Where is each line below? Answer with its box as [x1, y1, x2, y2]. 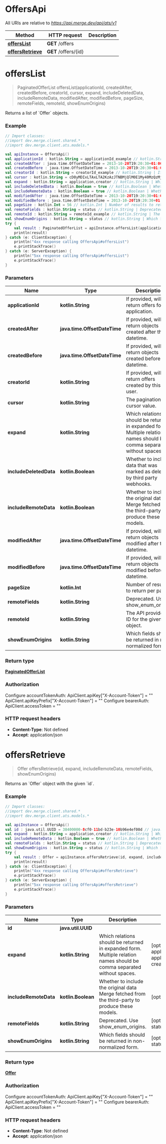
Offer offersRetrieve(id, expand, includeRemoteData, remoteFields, [17, 766, 153, 772]
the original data [99, 984, 137, 991]
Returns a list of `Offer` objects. [5, 110, 69, 116]
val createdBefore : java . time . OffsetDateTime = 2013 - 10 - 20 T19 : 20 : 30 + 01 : [5, 165, 161, 171]
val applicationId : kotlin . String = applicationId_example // [5, 156, 138, 161]
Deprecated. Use [99, 1017, 138, 1024]
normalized [99, 1044, 125, 1051]
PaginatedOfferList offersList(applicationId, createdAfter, [17, 84, 133, 90]
